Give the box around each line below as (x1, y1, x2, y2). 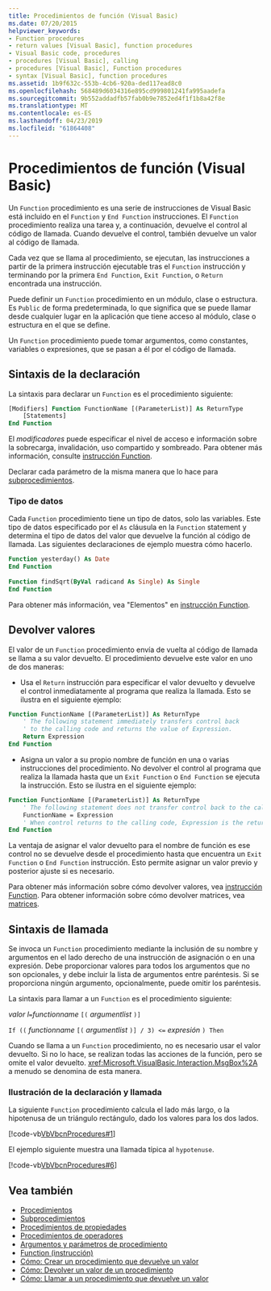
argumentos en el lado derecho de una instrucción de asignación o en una (8, 953, 256, 963)
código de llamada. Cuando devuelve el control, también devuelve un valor (8, 228, 257, 238)
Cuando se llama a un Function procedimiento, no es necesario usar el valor (8, 1041, 261, 1051)
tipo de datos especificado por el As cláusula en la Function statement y (8, 522, 247, 533)
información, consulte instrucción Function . (8, 451, 153, 461)
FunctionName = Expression (23, 811, 114, 819)
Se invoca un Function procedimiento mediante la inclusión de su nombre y (8, 944, 258, 954)
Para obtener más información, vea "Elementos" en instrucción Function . (8, 600, 251, 609)
